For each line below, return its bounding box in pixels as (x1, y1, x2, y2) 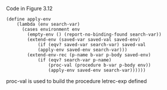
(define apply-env (6, 16, 51, 22)
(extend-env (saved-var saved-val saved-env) (27, 37, 141, 43)
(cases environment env (21, 26, 81, 32)
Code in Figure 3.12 (6, 5, 53, 12)
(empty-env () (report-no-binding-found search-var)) (27, 32, 162, 37)
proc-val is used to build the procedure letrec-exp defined (6, 78, 147, 84)
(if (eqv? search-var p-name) (37, 57, 112, 63)
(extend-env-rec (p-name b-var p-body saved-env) (27, 52, 151, 58)
